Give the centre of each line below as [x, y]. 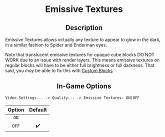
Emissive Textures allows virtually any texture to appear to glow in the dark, [83, 39]
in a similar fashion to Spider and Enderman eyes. [56, 45]
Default [38, 109]
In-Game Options [84, 86]
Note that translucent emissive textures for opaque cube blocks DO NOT [80, 54]
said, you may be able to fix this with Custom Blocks [59, 70]
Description [84, 28]
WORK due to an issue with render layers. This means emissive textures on [82, 60]
